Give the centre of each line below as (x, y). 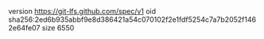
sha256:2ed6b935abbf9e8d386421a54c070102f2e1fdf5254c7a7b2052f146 (132, 19)
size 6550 (58, 28)
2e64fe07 (24, 28)
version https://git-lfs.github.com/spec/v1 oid (82, 11)
